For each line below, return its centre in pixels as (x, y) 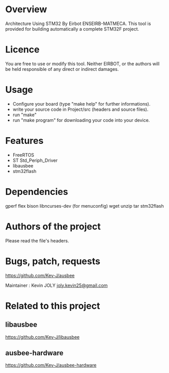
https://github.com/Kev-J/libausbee (43, 337)
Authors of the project (53, 226)
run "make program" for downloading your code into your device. (81, 120)
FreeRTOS (23, 155)
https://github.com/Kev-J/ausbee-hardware (51, 365)
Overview (26, 9)
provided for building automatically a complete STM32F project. (72, 29)
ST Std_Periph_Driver (35, 160)
